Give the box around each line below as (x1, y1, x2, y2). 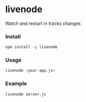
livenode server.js (5, 91, 47, 97)
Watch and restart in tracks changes (5, 20, 81, 26)
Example (5, 80, 27, 87)
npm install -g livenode (5, 45, 58, 50)
